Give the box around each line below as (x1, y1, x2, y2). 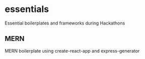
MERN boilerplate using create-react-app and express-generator (5, 47, 140, 53)
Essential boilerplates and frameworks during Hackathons (5, 20, 125, 26)
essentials (5, 3, 49, 15)
